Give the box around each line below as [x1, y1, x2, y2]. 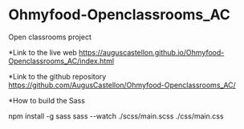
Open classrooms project [8, 32, 92, 42]
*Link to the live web [8, 47, 78, 57]
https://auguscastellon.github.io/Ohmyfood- [79, 47, 225, 57]
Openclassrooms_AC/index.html [8, 56, 115, 66]
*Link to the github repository [8, 71, 107, 81]
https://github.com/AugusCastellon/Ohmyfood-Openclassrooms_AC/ [8, 80, 237, 90]
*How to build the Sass [8, 95, 86, 105]
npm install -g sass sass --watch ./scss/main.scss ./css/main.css [8, 111, 224, 121]
